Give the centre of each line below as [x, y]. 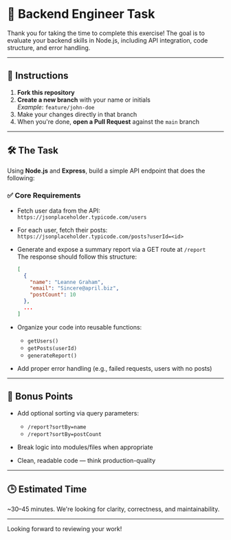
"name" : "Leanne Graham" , [67, 282]
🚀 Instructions [38, 76]
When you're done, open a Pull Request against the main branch [108, 121]
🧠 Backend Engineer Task [81, 14]
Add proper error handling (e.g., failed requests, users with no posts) [114, 368]
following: [21, 177]
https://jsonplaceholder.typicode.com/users [82, 217]
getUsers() [43, 341]
